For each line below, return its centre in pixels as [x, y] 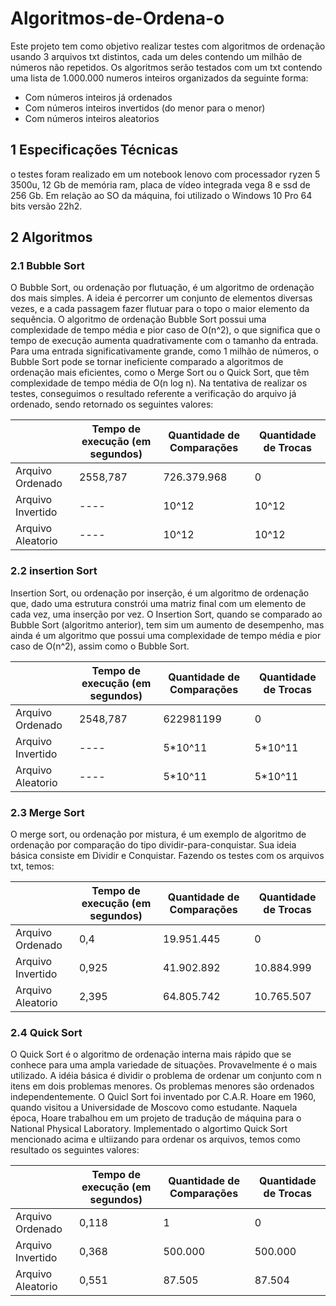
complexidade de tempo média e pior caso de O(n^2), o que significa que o [165, 330]
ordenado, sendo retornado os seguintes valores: [112, 404]
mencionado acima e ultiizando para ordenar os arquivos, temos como [155, 1139]
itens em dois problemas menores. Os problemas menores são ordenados [162, 1086]
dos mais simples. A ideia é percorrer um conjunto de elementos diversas [161, 298]
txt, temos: [32, 866]
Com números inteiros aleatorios [92, 118]
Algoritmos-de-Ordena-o [117, 18]
